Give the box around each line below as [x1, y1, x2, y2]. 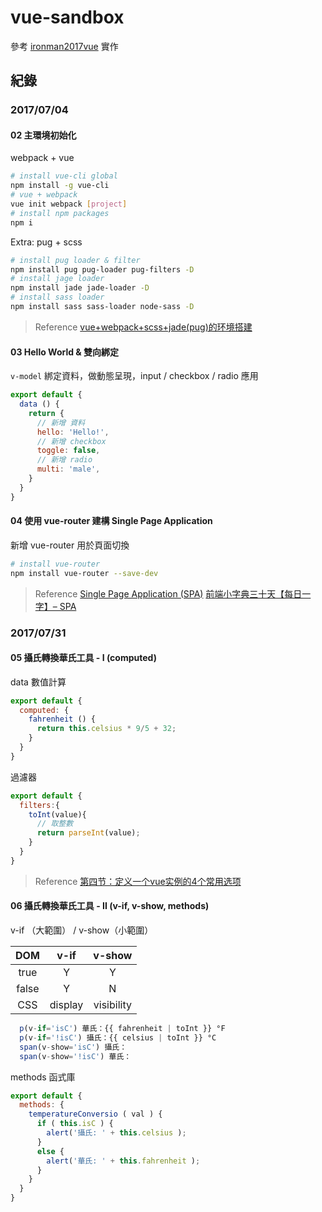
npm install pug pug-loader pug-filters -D [10, 264, 195, 275]
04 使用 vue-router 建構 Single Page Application [10, 515, 213, 527]
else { [36, 1146, 65, 1156]
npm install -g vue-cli [10, 181, 110, 191]
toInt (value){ [28, 809, 87, 820]
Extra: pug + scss [10, 236, 83, 248]
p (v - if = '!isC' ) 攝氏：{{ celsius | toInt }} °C [19, 1032, 217, 1043]
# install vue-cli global [10, 171, 118, 181]
